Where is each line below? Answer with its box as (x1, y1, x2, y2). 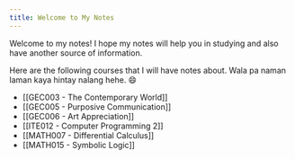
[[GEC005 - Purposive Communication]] (22, 101, 172, 112)
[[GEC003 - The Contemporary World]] (22, 92, 168, 102)
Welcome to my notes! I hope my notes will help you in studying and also (9, 38, 279, 49)
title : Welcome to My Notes (9, 13, 115, 22)
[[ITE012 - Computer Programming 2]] (22, 120, 164, 131)
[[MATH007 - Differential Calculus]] (22, 129, 155, 140)
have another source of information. (9, 47, 143, 58)
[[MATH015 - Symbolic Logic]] (22, 139, 135, 150)
